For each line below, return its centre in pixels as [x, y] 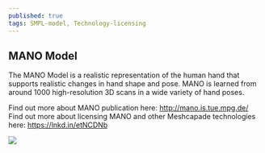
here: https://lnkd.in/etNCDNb [58, 125]
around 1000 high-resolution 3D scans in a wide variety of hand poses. [126, 93]
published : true [36, 16]
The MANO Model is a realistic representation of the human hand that [124, 75]
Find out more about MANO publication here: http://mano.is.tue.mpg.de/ [128, 108]
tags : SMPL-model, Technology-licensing [78, 23]
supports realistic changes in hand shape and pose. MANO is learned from [132, 84]
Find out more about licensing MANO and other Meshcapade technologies [132, 117]
